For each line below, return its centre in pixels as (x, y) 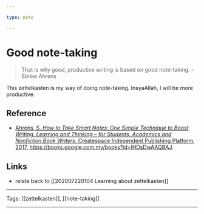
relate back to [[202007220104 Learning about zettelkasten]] (92, 181)
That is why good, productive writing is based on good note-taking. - (107, 69)
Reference (26, 113)
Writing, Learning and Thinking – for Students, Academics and (93, 134)
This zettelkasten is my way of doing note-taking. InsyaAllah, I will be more (100, 88)
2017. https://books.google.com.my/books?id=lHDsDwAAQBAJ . (94, 147)
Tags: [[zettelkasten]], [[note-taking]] (53, 199)
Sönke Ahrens (39, 76)
